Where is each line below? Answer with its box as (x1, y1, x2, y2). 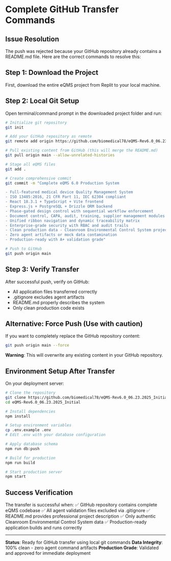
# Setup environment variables (5, 423, 72, 428)
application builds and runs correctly (5, 525, 82, 531)
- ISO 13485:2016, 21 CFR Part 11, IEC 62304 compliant (5, 195, 126, 200)
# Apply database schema (5, 442, 58, 447)
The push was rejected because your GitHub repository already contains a (5, 48, 161, 54)
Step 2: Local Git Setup (5, 97, 79, 105)
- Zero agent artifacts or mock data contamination (5, 232, 117, 237)
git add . (5, 167, 26, 172)
